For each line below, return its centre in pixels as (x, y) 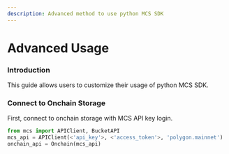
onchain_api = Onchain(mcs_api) (54, 144)
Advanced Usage (58, 48)
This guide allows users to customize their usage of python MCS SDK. (108, 85)
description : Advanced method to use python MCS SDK (86, 14)
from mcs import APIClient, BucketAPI (64, 131)
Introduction (29, 70)
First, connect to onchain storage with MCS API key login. (90, 118)
